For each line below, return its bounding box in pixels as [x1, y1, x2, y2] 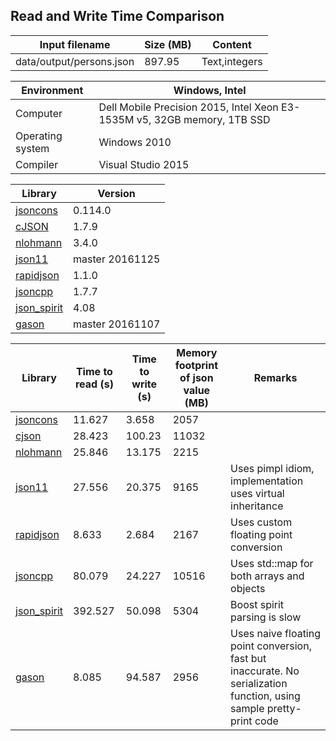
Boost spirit [230, 597, 285, 611]
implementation [230, 474, 304, 488]
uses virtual [230, 486, 285, 500]
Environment [21, 83, 84, 97]
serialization [230, 676, 288, 690]
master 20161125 [73, 252, 161, 266]
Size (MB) [144, 37, 192, 51]
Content [212, 37, 252, 51]
